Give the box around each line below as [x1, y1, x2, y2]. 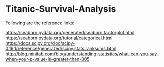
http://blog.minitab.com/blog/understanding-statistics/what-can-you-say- [5, 51, 159, 57]
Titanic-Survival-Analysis [5, 3, 116, 15]
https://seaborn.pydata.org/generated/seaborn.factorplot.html [5, 29, 135, 35]
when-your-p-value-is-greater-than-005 [5, 56, 90, 62]
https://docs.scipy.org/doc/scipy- [5, 40, 75, 46]
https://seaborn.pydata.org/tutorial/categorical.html [5, 35, 113, 41]
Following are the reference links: [5, 20, 75, 26]
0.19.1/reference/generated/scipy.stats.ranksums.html [5, 45, 117, 51]
